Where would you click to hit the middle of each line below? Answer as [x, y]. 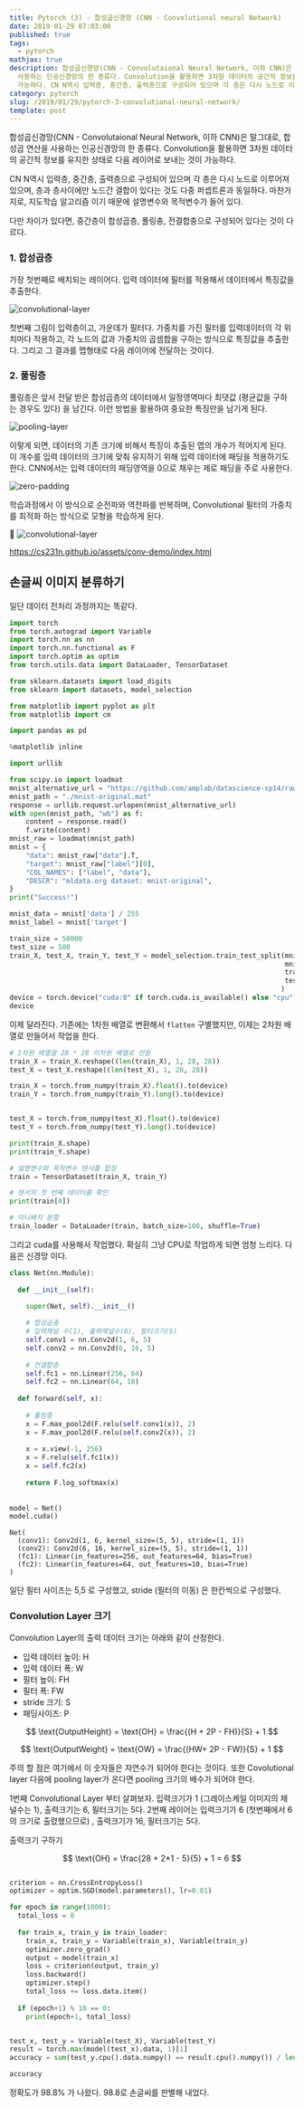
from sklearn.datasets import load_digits [90, 681]
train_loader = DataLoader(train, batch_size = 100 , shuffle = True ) [135, 1226]
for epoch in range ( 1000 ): [60, 1907]
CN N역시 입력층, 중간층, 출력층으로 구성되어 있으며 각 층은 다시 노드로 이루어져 [149, 179]
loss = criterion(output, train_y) [93, 1966]
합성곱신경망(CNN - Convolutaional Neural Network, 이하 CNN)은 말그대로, [146, 138]
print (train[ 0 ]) [40, 1201]
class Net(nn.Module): [52, 1272]
